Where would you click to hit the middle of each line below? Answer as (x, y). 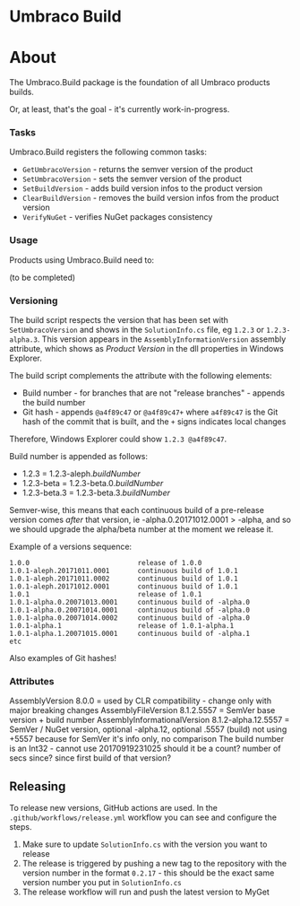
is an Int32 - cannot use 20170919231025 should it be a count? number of (145, 749)
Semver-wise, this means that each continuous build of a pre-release (137, 510)
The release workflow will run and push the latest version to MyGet (146, 892)
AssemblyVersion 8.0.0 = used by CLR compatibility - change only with (140, 701)
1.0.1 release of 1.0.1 (106, 595)
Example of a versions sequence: (71, 547)
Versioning (34, 301)
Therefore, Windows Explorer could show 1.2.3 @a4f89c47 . (118, 439)
